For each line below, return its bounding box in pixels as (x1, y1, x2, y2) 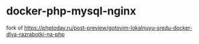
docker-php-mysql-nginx (6, 4, 136, 18)
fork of (6, 24, 23, 31)
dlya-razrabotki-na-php (6, 30, 65, 37)
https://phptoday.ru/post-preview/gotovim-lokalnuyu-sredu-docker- (23, 24, 193, 31)
